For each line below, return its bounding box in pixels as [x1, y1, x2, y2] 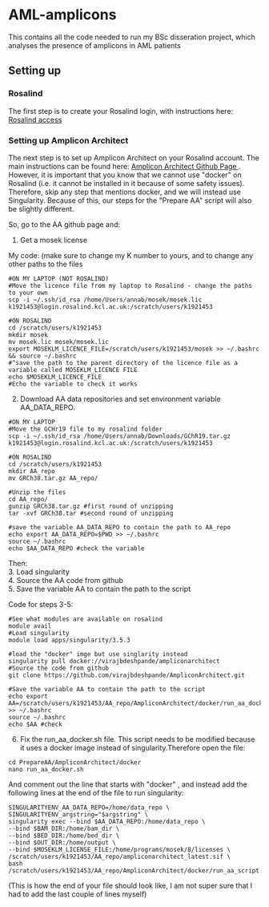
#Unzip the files [8, 488, 66, 496]
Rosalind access [8, 115, 62, 124]
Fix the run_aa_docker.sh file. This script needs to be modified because [19, 734, 255, 743]
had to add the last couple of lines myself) [8, 889, 147, 899]
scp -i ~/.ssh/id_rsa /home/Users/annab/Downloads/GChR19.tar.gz [8, 431, 231, 440]
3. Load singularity [8, 567, 70, 577]
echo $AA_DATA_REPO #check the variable [8, 544, 146, 553]
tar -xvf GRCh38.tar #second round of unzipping [8, 509, 174, 517]
